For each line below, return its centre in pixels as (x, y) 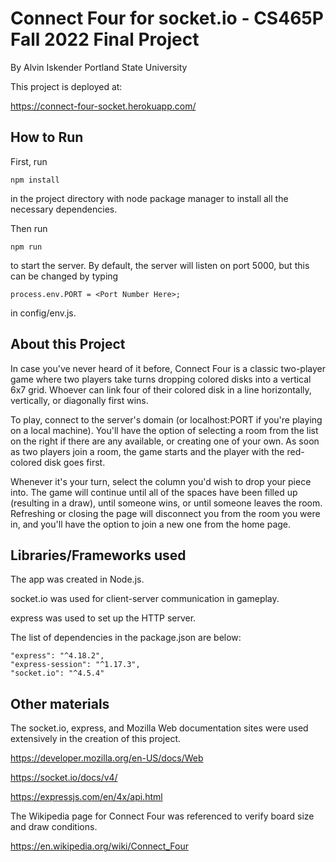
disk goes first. (74, 462)
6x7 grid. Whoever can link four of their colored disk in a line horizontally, (161, 389)
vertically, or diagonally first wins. (79, 400)
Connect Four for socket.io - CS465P (167, 18)
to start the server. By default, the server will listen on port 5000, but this (160, 265)
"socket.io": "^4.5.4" (57, 673)
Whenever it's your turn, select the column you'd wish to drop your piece (161, 481)
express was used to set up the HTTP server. (103, 618)
